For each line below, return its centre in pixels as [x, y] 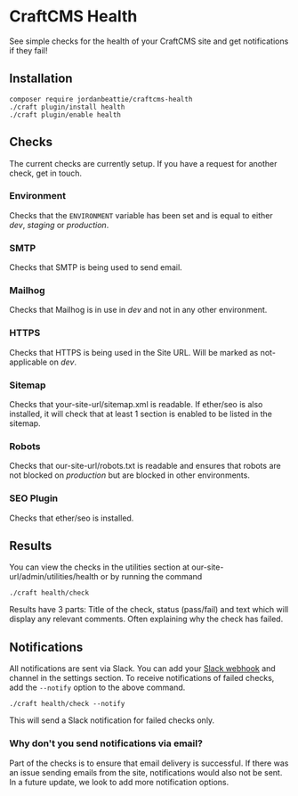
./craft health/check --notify [67, 704]
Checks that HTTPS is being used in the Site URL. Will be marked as [134, 352]
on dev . [63, 362]
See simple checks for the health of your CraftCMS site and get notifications [149, 41]
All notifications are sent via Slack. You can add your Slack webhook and [142, 669]
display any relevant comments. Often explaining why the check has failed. [146, 619]
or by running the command [152, 577]
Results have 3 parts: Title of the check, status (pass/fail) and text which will [149, 610]
